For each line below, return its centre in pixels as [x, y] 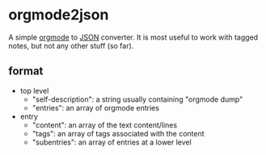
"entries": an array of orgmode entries [96, 107]
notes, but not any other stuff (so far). [71, 45]
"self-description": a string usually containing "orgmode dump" [137, 99]
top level [34, 90]
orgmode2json [59, 15]
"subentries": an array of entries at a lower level [112, 142]
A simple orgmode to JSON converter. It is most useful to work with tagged [133, 37]
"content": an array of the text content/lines [105, 125]
